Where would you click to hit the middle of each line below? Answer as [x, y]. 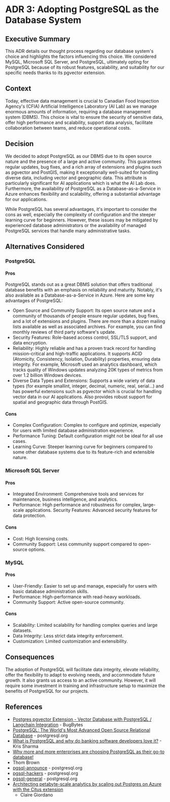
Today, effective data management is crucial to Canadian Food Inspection [82, 101]
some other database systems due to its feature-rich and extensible [83, 452]
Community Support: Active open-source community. [69, 602]
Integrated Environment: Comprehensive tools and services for [78, 494]
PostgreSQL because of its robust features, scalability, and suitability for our [85, 67]
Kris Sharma [26, 746]
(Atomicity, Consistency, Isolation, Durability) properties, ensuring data [87, 359]
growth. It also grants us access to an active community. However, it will [81, 680]
